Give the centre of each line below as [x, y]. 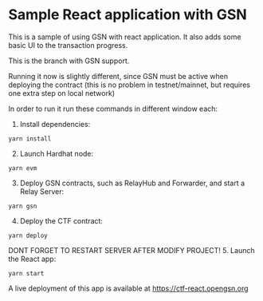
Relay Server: [42, 191]
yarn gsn [23, 206]
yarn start [26, 273]
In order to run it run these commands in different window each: [113, 109]
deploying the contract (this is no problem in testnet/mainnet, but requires [130, 85]
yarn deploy [28, 236]
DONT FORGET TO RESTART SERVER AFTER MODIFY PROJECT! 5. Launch [131, 250]
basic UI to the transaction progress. [68, 45]
